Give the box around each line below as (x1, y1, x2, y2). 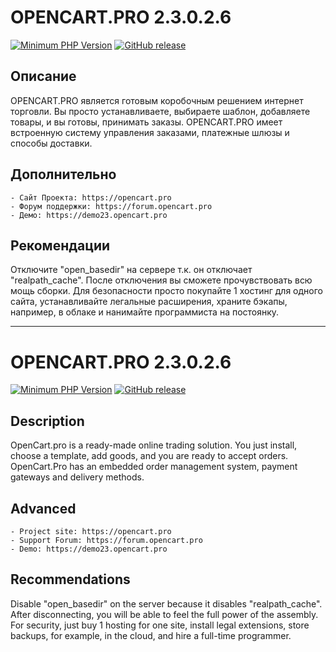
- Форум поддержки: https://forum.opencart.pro (10, 201, 213, 211)
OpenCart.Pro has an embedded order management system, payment (10, 461, 298, 473)
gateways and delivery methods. (10, 471, 145, 483)
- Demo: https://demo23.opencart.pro (10, 544, 168, 554)
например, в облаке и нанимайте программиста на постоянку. (10, 306, 280, 318)
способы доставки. (10, 137, 93, 149)
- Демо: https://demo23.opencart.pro (10, 210, 168, 220)
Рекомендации (10, 237, 111, 254)
